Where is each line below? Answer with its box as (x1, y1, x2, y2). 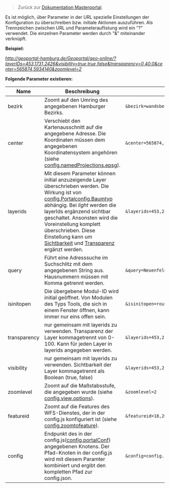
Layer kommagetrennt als (44, 367, 105, 374)
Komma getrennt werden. (44, 280, 105, 286)
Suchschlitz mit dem (44, 260, 93, 268)
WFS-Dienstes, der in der (44, 409, 105, 416)
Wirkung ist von (44, 189, 82, 196)
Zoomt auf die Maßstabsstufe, (44, 382, 116, 389)
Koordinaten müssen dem (44, 136, 105, 143)
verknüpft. (5, 35, 27, 42)
